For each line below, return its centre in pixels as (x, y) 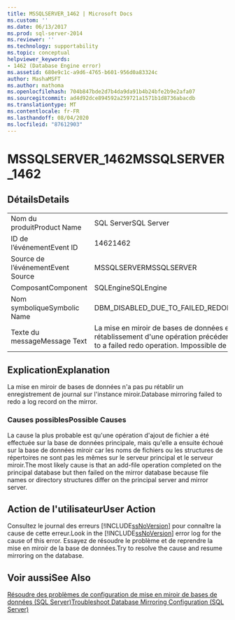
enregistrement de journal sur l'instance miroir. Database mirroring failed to (115, 394)
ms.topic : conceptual (39, 53)
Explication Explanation (59, 370)
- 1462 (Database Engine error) (54, 66)
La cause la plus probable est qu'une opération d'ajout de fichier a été (108, 435)
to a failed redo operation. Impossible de (161, 345)
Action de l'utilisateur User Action (81, 509)
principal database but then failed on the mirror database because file (108, 472)
